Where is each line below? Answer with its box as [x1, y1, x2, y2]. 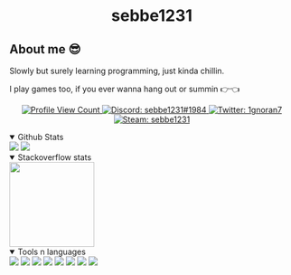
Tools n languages [17, 246, 86, 257]
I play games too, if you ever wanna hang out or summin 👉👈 [9, 83, 240, 94]
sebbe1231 [111, 5, 192, 26]
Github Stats [17, 132, 64, 142]
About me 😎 [9, 42, 81, 57]
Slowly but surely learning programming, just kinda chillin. [9, 65, 225, 76]
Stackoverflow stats [17, 152, 92, 163]
